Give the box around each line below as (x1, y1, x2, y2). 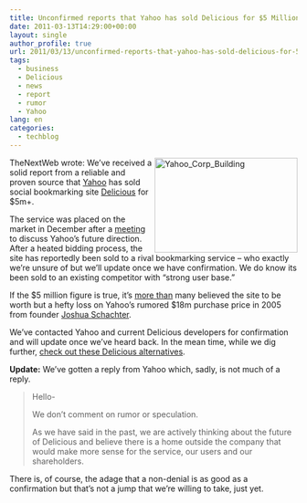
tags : (9, 56, 30, 65)
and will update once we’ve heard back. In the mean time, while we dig (9, 336, 276, 347)
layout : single (9, 30, 68, 39)
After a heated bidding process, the (9, 243, 143, 254)
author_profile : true (9, 38, 92, 48)
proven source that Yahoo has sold (9, 176, 141, 187)
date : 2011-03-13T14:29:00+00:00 (9, 22, 137, 31)
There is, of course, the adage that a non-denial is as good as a (9, 473, 249, 484)
